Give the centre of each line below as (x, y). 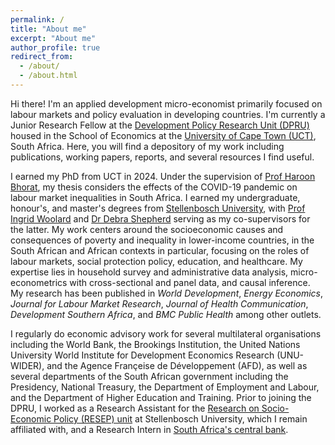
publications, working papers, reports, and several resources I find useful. (162, 157)
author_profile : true (55, 47)
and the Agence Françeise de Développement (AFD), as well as (177, 365)
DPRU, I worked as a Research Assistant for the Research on (135, 408)
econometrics (39, 282)
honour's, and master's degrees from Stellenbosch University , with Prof (158, 208)
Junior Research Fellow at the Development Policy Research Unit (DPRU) (160, 125)
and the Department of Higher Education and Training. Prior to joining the (161, 397)
